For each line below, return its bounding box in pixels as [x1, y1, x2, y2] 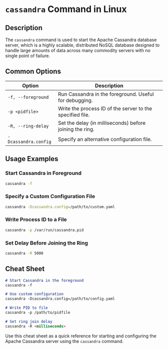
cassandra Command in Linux [5, 4, 127, 15]
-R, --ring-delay [7, 123, 49, 129]
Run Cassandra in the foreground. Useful [57, 90, 154, 97]
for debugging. [57, 97, 93, 104]
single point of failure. [5, 53, 50, 59]
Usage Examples [5, 154, 58, 163]
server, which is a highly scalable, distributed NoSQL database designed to [5, 42, 160, 48]
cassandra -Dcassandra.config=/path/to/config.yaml [5, 296, 115, 301]
